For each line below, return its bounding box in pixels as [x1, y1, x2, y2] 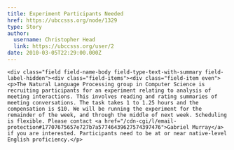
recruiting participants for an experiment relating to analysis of [7, 87, 212, 94]
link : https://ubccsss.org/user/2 [13, 43, 114, 50]
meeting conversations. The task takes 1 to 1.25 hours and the [7, 99, 199, 106]
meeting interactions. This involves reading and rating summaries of [7, 93, 218, 100]
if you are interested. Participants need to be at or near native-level [7, 130, 228, 137]
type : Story [7, 23, 42, 30]
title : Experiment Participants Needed [7, 10, 124, 18]
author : [7, 29, 30, 37]
